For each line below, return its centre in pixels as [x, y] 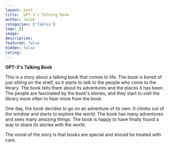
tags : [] [14, 29]
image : [12, 34]
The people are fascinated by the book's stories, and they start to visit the [82, 93]
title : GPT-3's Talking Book [37, 15]
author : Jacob [20, 19]
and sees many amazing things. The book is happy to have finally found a [82, 119]
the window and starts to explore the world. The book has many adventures [84, 114]
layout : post [19, 10]
